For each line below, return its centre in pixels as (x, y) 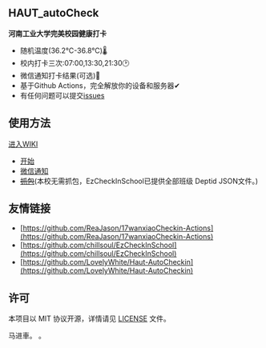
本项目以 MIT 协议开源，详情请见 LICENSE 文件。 (89, 318)
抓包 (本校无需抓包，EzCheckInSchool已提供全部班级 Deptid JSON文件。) (139, 181)
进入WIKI (23, 144)
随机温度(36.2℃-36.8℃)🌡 (64, 50)
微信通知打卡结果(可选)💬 (60, 75)
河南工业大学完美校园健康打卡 (57, 33)
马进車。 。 (27, 336)
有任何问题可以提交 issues (62, 95)
